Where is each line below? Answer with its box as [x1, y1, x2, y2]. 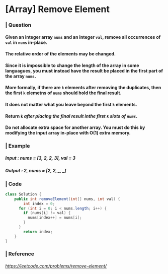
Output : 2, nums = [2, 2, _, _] [5, 168, 66, 174]
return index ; [23, 229, 53, 234]
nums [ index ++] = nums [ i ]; [27, 215, 82, 220]
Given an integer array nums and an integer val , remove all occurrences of [5, 34, 161, 40]
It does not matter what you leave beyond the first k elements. [5, 102, 137, 108]
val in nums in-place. [5, 39, 48, 45]
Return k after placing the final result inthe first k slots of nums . [5, 113, 138, 119]
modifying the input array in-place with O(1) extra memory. [5, 130, 131, 136]
